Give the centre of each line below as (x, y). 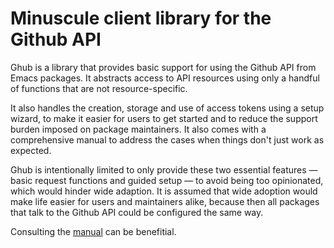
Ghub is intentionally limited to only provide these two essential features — (164, 169)
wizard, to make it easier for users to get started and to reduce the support (164, 118)
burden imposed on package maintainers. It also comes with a (138, 129)
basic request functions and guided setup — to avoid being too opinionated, (167, 180)
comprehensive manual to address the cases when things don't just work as (167, 139)
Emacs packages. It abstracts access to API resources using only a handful (165, 78)
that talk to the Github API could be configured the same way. (137, 212)
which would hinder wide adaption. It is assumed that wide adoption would (164, 191)
